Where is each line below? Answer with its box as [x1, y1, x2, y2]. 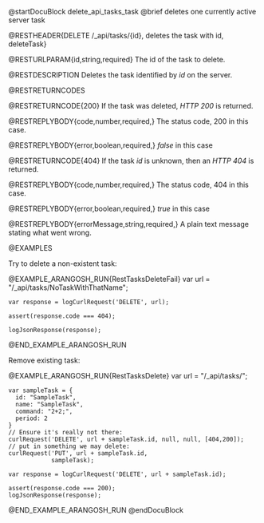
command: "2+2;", [15, 407, 73, 415]
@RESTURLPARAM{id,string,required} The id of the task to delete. [8, 55, 226, 64]
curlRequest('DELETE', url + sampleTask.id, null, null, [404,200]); [8, 435, 245, 443]
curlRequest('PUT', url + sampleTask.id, [8, 450, 148, 458]
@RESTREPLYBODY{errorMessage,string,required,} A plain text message [8, 220, 250, 228]
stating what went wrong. [8, 228, 92, 237]
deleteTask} [8, 39, 47, 49]
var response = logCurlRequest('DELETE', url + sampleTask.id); [8, 470, 227, 478]
